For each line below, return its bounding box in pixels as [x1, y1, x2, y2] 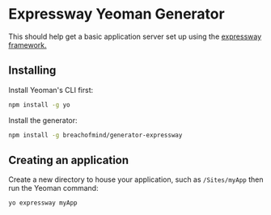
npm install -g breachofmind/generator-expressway [8, 131, 183, 139]
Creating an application [8, 153, 129, 167]
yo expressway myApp [8, 199, 78, 207]
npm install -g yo [8, 100, 70, 109]
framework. [8, 40, 47, 49]
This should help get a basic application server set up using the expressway [8, 32, 262, 41]
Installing [8, 64, 57, 78]
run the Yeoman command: [8, 183, 99, 193]
